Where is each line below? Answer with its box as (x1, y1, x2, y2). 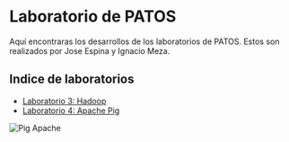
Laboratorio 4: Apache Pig (22, 105, 120, 116)
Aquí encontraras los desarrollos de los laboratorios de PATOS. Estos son (9, 36, 280, 47)
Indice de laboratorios (9, 72, 135, 87)
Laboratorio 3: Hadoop (22, 95, 107, 106)
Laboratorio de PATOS (9, 6, 177, 27)
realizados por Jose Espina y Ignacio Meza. (9, 45, 171, 56)
